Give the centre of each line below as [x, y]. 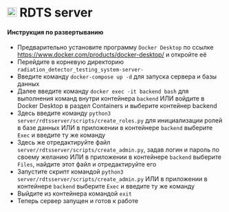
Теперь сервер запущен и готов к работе [78, 201]
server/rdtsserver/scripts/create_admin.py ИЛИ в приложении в [112, 179]
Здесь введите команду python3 [64, 113]
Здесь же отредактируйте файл [64, 142]
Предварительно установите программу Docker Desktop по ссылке [116, 47]
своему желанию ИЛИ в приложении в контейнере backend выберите [119, 157]
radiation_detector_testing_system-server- [80, 70]
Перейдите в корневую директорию [70, 62]
